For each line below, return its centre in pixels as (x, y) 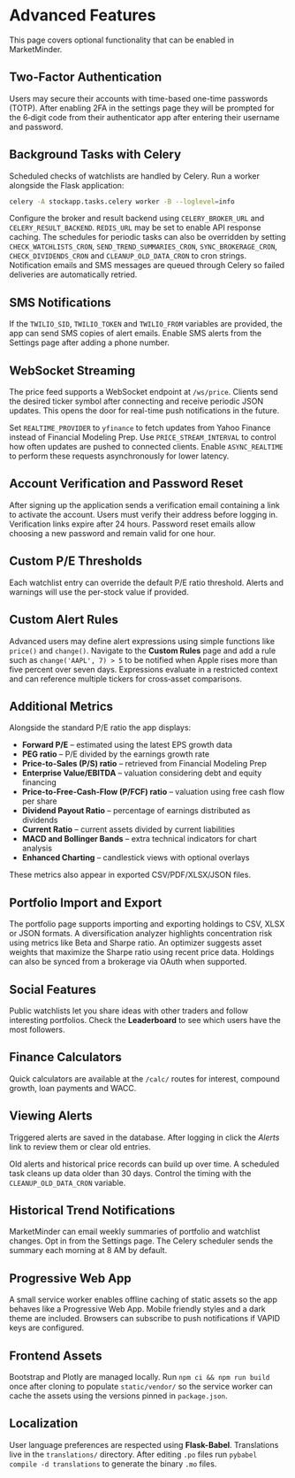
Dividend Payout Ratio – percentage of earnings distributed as (136, 811)
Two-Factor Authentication (86, 77)
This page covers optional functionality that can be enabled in (121, 40)
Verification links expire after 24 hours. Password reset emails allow (132, 524)
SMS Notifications (61, 302)
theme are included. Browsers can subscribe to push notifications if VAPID (145, 1319)
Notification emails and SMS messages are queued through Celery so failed (147, 266)
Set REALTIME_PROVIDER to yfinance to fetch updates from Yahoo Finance (140, 428)
